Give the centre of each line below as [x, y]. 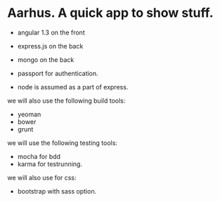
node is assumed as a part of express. [73, 87]
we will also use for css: [42, 177]
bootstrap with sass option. [57, 191]
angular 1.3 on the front [51, 32]
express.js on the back [50, 46]
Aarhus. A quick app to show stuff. [110, 13]
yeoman [29, 114]
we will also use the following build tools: [66, 101]
